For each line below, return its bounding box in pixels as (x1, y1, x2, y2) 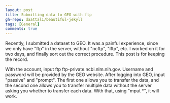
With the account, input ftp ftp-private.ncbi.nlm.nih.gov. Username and (5, 66, 153, 73)
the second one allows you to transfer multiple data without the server (5, 82, 152, 89)
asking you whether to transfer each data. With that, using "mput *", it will (5, 88, 159, 94)
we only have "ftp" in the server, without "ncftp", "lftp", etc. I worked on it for (5, 46, 165, 52)
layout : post (5, 7, 33, 13)
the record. (5, 56, 29, 62)
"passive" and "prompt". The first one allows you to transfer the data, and (5, 77, 159, 83)
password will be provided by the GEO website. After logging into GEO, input (5, 72, 165, 78)
